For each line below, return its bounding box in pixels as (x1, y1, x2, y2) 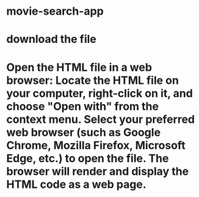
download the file (6, 32, 96, 46)
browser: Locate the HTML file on (6, 73, 179, 87)
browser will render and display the (6, 164, 189, 178)
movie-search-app (6, 4, 104, 18)
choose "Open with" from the (6, 99, 159, 113)
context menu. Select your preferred (6, 112, 195, 126)
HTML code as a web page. (6, 177, 147, 191)
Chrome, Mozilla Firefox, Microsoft (6, 138, 186, 152)
